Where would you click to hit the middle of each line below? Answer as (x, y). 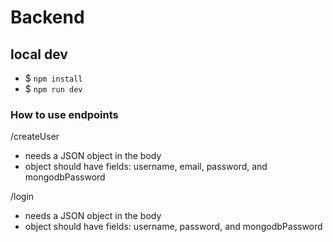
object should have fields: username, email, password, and (146, 167)
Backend (47, 17)
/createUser (35, 137)
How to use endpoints (64, 114)
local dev (39, 54)
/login (22, 197)
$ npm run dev (53, 89)
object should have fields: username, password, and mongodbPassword (173, 227)
